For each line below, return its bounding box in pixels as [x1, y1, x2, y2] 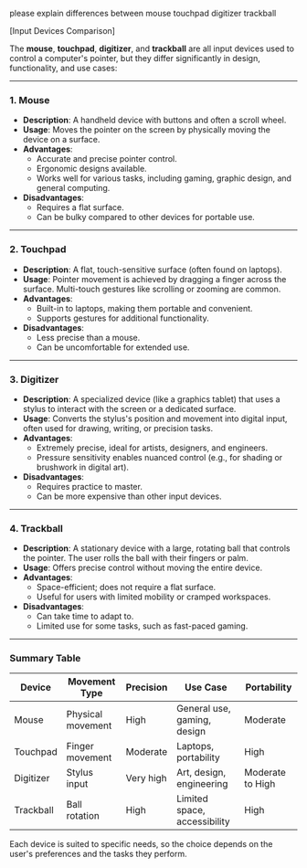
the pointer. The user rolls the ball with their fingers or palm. [22, 553, 249, 564]
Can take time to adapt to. [36, 611, 134, 622]
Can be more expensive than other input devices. [36, 491, 222, 502]
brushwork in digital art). [36, 461, 130, 472]
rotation [66, 810, 101, 822]
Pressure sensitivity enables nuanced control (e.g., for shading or [36, 451, 283, 462]
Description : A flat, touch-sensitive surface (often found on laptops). [22, 264, 283, 275]
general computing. [36, 183, 111, 194]
